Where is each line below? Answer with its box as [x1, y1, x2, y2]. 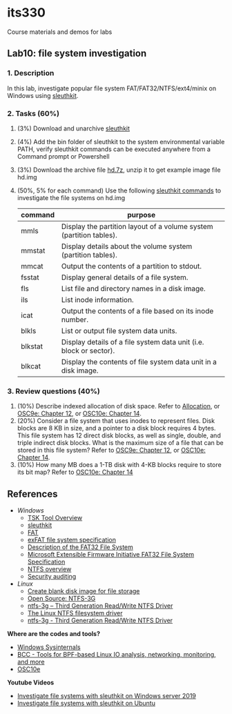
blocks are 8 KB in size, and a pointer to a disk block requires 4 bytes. [17, 424, 216, 433]
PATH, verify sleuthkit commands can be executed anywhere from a [17, 145, 211, 153]
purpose [127, 210, 156, 219]
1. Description [7, 68, 55, 78]
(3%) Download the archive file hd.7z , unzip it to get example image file [17, 166, 221, 174]
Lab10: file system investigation [7, 48, 147, 59]
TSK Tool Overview [27, 514, 83, 522]
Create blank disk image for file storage [27, 587, 140, 595]
